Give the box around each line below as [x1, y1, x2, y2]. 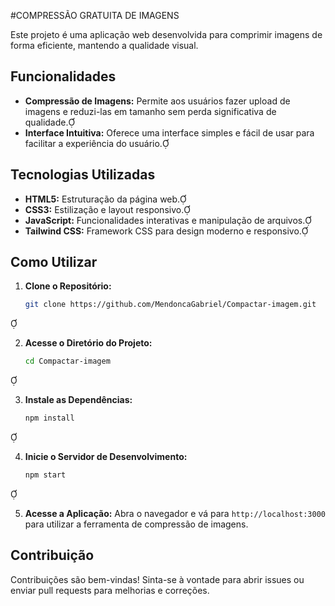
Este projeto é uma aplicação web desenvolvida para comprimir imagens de [10, 29, 323, 40]
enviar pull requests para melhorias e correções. [10, 584, 210, 596]
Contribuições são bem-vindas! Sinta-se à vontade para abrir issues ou [10, 573, 305, 585]
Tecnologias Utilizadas [10, 166, 156, 184]
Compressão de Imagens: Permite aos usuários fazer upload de [24, 95, 291, 107]
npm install [24, 413, 75, 424]
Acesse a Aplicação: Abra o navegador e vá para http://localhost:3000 [24, 507, 326, 519]
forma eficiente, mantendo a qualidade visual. [10, 40, 199, 51]
